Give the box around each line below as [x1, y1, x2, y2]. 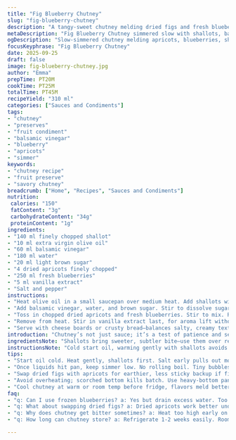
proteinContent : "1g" [10, 220, 74, 227]
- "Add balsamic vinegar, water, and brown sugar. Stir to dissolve [7, 305, 212, 312]
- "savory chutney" [7, 180, 65, 187]
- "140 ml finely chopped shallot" [7, 233, 112, 240]
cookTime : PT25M [7, 82, 55, 89]
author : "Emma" [7, 69, 52, 76]
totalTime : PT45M [7, 89, 58, 96]
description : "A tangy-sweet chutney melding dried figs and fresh [7, 23, 209, 30]
